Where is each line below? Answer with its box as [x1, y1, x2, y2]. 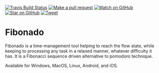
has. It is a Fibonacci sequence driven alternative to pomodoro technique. [5, 53, 153, 59]
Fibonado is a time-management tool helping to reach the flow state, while [5, 43, 155, 49]
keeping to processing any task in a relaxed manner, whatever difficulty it [5, 48, 152, 54]
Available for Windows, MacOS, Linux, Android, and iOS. [5, 62, 118, 68]
